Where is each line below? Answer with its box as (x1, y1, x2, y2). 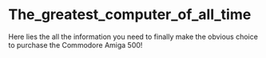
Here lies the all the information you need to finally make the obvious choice (8, 32, 258, 41)
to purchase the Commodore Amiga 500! (8, 40, 143, 49)
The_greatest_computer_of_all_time (8, 6, 252, 24)
